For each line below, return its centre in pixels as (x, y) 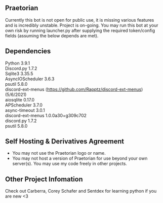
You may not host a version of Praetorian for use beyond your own (80, 158)
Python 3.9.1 (18, 63)
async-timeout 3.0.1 (25, 110)
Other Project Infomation (44, 179)
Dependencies (28, 51)
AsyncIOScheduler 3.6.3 (30, 79)
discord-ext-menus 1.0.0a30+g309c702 (46, 115)
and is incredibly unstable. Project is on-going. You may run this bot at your (82, 25)
